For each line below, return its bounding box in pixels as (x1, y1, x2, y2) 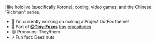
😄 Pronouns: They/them (11, 29, 60, 34)
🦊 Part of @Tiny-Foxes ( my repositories (11, 24, 91, 29)
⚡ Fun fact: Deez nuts (11, 34, 55, 40)
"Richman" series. (4, 9, 41, 15)
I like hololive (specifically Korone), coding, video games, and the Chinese (4, 4, 152, 10)
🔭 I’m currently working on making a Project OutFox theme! (11, 19, 129, 24)
